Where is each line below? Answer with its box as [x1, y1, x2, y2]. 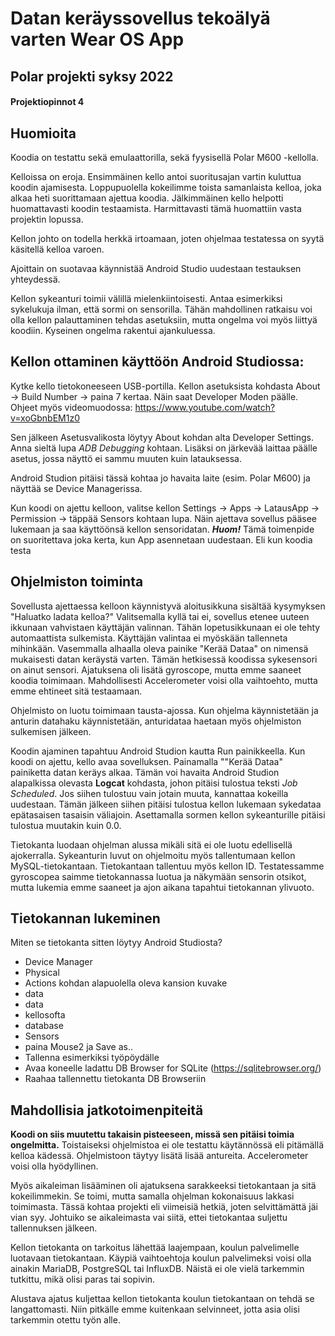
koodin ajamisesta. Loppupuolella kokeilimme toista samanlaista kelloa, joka [10, 181, 322, 193]
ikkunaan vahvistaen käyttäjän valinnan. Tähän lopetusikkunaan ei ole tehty [10, 621, 321, 633]
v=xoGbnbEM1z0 [10, 412, 81, 424]
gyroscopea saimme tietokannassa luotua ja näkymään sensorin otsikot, [10, 870, 307, 882]
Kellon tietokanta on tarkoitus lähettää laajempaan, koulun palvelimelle [10, 1242, 300, 1254]
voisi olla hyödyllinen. [10, 1160, 99, 1172]
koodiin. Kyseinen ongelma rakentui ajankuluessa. [10, 324, 216, 336]
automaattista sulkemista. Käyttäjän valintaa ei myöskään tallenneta [10, 632, 288, 644]
